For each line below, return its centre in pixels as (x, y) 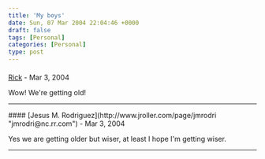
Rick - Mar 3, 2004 (39, 77)
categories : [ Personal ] (47, 45)
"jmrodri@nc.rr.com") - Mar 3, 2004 (67, 124)
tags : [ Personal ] (37, 37)
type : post (26, 52)
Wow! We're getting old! (47, 92)
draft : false (30, 30)
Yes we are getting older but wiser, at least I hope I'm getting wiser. (118, 139)
